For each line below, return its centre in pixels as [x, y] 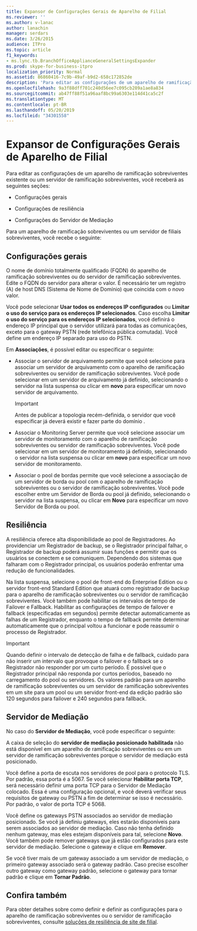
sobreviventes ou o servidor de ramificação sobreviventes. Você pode [99, 488]
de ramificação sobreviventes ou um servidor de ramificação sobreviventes [97, 686]
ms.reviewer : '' [26, 17]
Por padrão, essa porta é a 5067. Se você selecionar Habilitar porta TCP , [94, 779]
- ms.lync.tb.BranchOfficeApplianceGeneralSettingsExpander [81, 61]
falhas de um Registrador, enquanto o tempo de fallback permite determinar [98, 619]
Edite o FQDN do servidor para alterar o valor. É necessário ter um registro [96, 283]
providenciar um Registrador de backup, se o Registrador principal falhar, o [97, 546]
